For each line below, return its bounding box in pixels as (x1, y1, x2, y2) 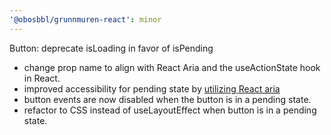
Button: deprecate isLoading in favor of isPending (9, 42, 214, 54)
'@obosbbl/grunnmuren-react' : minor (9, 14, 162, 25)
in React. (23, 72, 61, 84)
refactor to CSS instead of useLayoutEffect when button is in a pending (23, 104, 317, 116)
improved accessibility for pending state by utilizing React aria (23, 82, 281, 95)
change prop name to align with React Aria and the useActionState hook (23, 61, 321, 73)
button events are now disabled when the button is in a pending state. (23, 93, 312, 105)
